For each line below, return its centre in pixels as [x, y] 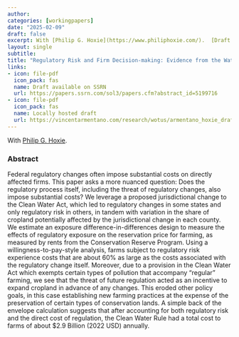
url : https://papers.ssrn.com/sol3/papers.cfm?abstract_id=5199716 [116, 93]
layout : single [30, 47]
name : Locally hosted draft [55, 113]
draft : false [27, 34]
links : [17, 67]
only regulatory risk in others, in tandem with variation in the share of [108, 212]
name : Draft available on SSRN [60, 87]
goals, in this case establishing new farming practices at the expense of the [118, 295]
